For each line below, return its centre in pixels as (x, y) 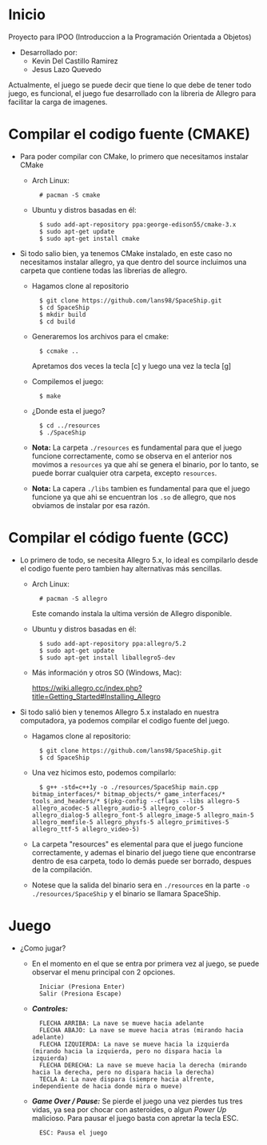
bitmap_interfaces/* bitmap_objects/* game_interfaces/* (129, 794)
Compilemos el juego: (68, 381)
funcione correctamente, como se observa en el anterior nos (132, 456)
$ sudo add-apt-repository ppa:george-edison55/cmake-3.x (137, 224)
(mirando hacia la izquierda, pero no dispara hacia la (127, 1051)
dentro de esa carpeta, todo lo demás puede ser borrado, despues (141, 861)
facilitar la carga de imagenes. (58, 102)
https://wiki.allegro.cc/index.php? (87, 688)
